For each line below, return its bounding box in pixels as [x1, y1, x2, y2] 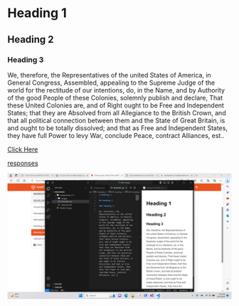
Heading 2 [7, 33, 55, 46]
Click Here [7, 144, 38, 154]
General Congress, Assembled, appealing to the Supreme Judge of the [7, 78, 216, 87]
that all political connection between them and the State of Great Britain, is [7, 116, 225, 125]
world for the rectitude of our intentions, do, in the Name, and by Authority [7, 85, 225, 94]
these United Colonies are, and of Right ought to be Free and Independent [7, 101, 224, 110]
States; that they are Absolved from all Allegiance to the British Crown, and [7, 108, 226, 117]
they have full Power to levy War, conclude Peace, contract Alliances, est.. [7, 131, 225, 139]
